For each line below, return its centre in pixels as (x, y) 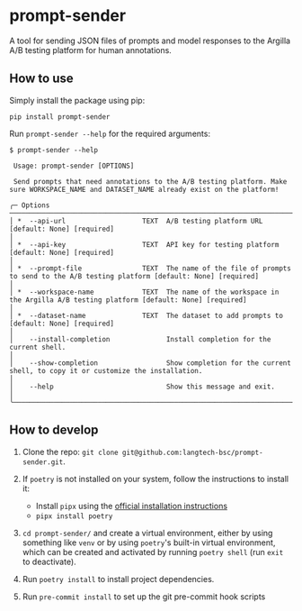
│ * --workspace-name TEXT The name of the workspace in (144, 292)
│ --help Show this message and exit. (142, 387)
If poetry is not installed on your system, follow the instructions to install (155, 479)
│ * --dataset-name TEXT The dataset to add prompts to (146, 315)
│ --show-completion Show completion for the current (151, 363)
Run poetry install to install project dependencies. (118, 579)
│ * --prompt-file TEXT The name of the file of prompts (151, 268)
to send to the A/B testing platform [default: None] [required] (134, 276)
